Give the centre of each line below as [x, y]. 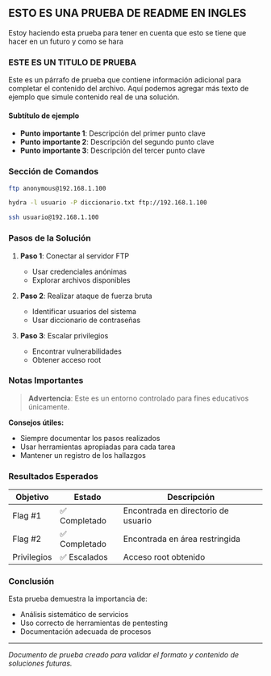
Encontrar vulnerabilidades [77, 351]
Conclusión [31, 582]
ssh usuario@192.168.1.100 [54, 217]
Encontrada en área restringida [181, 539]
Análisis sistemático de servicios [74, 615]
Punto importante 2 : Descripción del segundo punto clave [117, 142]
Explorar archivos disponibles [81, 280]
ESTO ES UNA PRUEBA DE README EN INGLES [127, 13]
